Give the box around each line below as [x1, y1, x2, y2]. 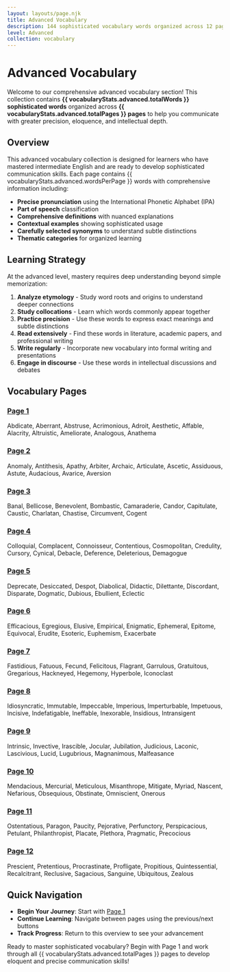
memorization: [7, 279, 48, 288]
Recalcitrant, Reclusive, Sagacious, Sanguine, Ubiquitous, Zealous [7, 869, 194, 877]
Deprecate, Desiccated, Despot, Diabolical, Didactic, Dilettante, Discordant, [7, 581, 219, 590]
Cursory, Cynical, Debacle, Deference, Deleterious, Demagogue [7, 549, 188, 557]
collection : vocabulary [7, 36, 75, 43]
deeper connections [16, 300, 74, 308]
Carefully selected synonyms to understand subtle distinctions [16, 227, 197, 235]
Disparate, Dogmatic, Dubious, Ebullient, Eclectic [7, 589, 145, 597]
